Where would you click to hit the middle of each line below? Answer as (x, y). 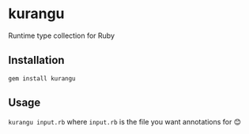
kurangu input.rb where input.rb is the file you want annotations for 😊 (125, 121)
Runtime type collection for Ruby (62, 35)
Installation (36, 60)
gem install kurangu (42, 78)
